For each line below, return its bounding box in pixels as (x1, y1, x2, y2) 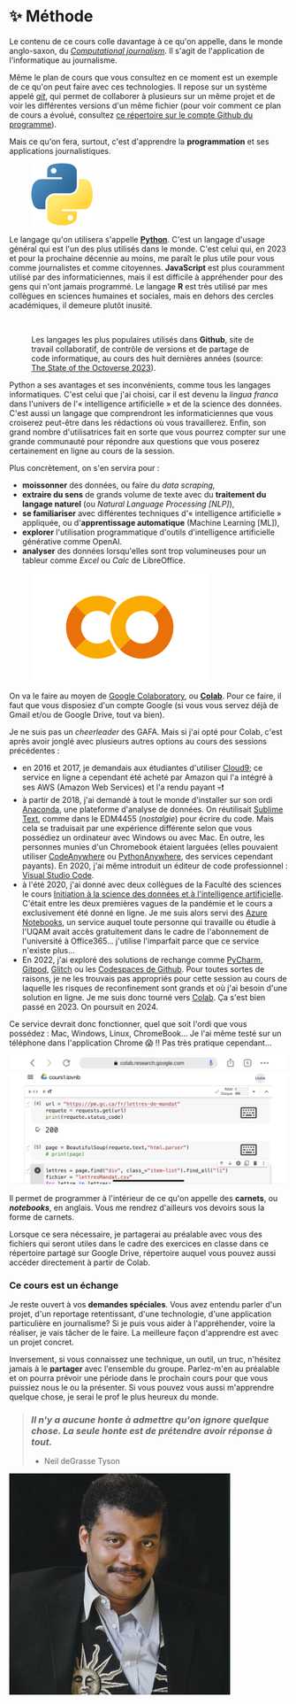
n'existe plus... (21, 945, 75, 955)
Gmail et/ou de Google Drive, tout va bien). (9, 709, 165, 720)
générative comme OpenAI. (21, 536, 122, 546)
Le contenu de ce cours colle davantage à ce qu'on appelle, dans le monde (9, 35, 284, 46)
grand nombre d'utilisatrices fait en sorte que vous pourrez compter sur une (9, 427, 286, 437)
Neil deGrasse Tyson (43, 1456, 121, 1467)
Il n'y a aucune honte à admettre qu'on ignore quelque (30, 1414, 269, 1426)
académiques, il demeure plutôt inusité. (9, 299, 153, 311)
